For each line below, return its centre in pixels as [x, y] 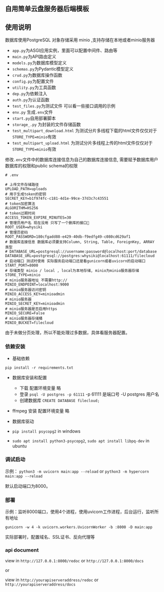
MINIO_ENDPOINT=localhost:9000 [37, 285]
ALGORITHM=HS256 [22, 208]
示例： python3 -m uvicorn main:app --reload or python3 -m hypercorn [77, 471]
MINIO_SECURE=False [25, 313]
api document [22, 550]
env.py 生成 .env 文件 [32, 112]
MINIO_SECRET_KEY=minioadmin [35, 304]
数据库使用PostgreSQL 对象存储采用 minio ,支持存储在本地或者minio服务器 [80, 40]
